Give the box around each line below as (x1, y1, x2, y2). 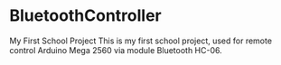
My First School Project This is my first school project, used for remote (9, 35, 273, 46)
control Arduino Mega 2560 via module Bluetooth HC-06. (9, 44, 223, 55)
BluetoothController (9, 5, 163, 26)
